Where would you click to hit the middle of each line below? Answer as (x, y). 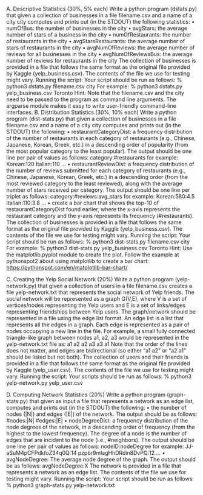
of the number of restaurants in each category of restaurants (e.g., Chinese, (101, 138)
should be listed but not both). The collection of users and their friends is (98, 357)
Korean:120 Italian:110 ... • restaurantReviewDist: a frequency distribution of (101, 164)
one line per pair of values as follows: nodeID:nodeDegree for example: (95, 446)
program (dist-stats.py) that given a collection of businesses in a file (92, 119)
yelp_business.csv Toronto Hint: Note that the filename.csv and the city (95, 93)
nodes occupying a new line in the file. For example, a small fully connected (101, 331)
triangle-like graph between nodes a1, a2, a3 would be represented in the (98, 338)
